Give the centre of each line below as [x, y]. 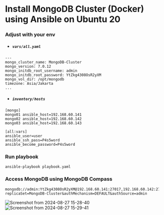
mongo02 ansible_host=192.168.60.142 [43, 119]
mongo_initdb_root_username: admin [41, 71]
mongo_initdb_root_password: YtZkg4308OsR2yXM [53, 75]
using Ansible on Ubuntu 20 [63, 19]
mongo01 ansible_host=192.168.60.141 [43, 115]
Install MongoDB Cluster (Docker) [75, 9]
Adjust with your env [30, 35]
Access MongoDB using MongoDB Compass [59, 179]
